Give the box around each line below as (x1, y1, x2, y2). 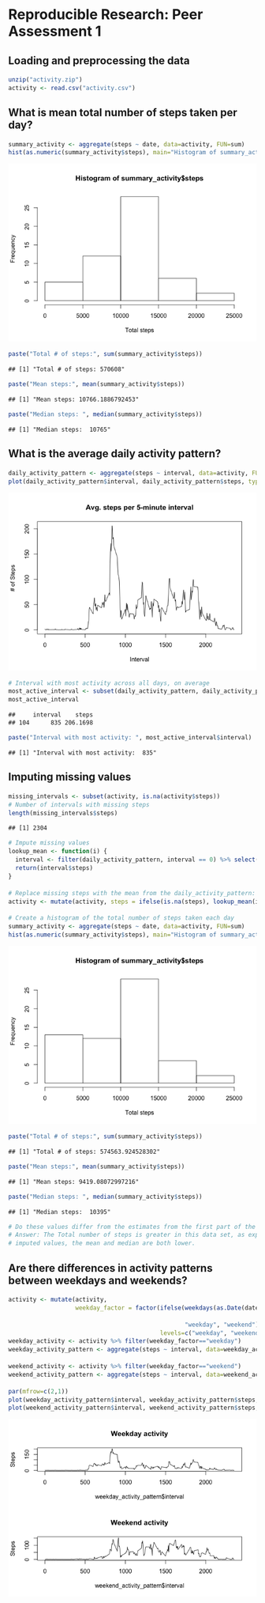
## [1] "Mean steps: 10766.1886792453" (8, 395, 140, 404)
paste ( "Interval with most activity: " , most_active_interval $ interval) (8, 734, 252, 742)
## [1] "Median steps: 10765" (8, 425, 111, 433)
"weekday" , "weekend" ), (184, 1321, 263, 1329)
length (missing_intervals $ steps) (8, 809, 118, 817)
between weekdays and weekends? (8, 1273, 188, 1287)
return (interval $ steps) (15, 864, 93, 872)
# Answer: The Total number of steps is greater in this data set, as (8, 1231, 245, 1239)
